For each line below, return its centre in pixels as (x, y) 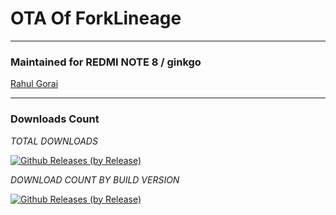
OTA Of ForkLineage (96, 18)
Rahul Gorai (34, 84)
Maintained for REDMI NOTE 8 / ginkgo (106, 62)
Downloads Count (55, 119)
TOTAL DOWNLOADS (54, 141)
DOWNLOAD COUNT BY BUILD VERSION (95, 179)
